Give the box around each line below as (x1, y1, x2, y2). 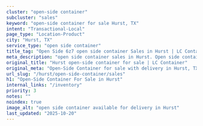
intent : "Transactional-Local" (6, 25, 85, 32)
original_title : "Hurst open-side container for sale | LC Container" (6, 59, 188, 65)
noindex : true (6, 99, 42, 105)
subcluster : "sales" (6, 15, 59, 21)
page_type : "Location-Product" (6, 31, 85, 38)
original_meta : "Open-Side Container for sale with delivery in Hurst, (6, 65, 190, 71)
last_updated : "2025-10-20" (6, 110, 77, 116)
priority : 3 (6, 88, 36, 94)
